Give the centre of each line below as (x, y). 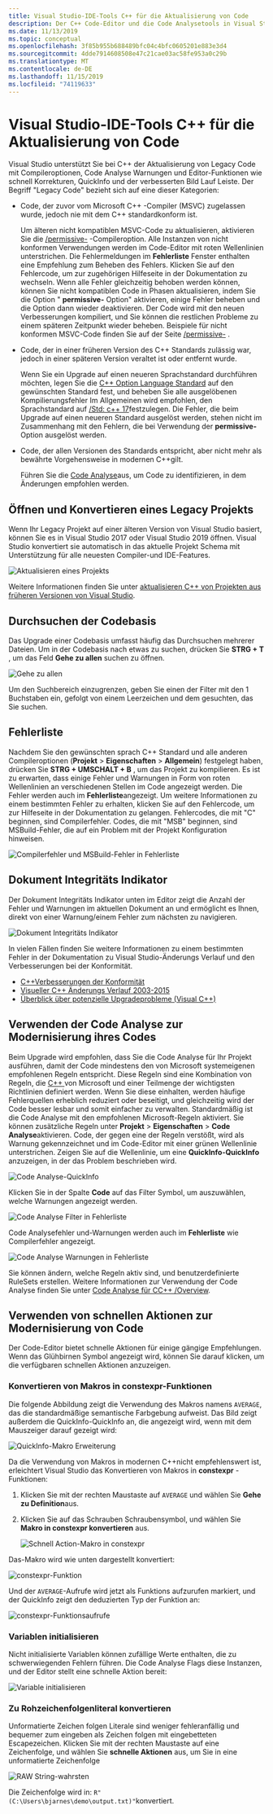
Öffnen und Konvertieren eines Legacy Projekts (131, 510)
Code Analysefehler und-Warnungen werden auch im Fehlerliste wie (123, 1232)
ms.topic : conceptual (45, 39)
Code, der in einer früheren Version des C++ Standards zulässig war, (136, 350)
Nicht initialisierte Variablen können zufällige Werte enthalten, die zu (123, 1654)
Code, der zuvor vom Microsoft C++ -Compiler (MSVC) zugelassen (133, 206)
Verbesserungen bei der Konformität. (71, 965)
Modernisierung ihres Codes (82, 1037)
